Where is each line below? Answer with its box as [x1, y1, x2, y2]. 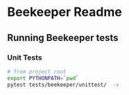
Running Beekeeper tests [7, 32, 119, 44]
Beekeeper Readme [7, 4, 123, 20]
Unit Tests [7, 53, 43, 62]
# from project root [7, 68, 67, 75]
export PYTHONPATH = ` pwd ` [7, 74, 79, 82]
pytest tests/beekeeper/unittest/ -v [7, 81, 119, 88]
